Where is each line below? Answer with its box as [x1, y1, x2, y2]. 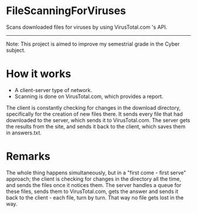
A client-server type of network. [14, 86, 93, 93]
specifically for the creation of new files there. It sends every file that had [6, 110, 183, 117]
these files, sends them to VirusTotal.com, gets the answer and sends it [6, 188, 179, 195]
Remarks [6, 150, 51, 163]
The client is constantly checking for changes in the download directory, [6, 104, 181, 111]
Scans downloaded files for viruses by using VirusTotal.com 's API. [6, 23, 168, 31]
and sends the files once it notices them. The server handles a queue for [6, 181, 182, 188]
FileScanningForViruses [6, 4, 126, 18]
